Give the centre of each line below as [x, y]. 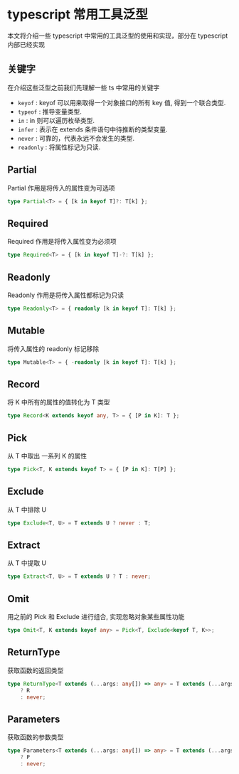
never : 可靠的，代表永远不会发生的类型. [76, 138]
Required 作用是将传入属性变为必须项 [62, 242]
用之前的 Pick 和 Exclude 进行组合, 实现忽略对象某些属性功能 [96, 617]
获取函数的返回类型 [36, 670]
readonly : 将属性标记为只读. [59, 147]
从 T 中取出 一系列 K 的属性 [47, 456]
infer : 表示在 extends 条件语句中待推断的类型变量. [93, 129]
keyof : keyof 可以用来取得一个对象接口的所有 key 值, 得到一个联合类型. [122, 102]
